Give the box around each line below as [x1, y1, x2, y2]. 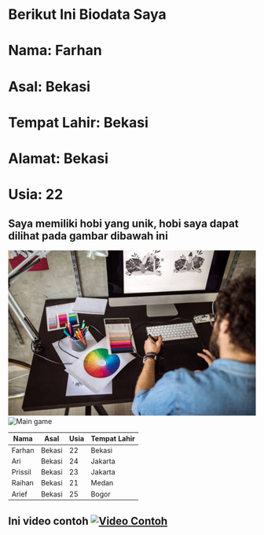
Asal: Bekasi [8, 77, 91, 95]
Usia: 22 [8, 186, 64, 204]
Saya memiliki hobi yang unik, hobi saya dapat [8, 216, 239, 230]
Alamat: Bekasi [8, 149, 108, 167]
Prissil [11, 467, 31, 477]
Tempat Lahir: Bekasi [8, 113, 149, 131]
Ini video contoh [8, 514, 89, 528]
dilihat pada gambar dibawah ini [8, 229, 169, 242]
